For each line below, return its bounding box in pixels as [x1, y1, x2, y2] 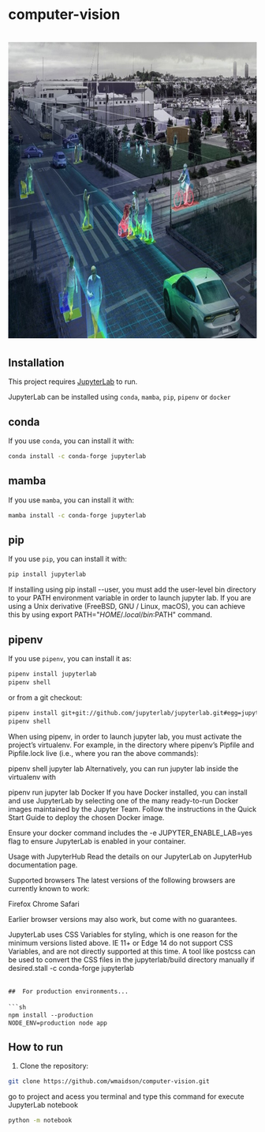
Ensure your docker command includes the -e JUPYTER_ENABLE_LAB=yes [8, 828, 253, 837]
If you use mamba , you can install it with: [8, 495, 134, 505]
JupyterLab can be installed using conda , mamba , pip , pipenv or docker [8, 393, 231, 402]
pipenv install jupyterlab [8, 670, 97, 679]
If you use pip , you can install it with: [8, 555, 128, 564]
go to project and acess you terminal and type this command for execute [8, 1092, 244, 1101]
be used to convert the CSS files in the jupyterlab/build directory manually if [8, 954, 255, 965]
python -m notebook [8, 1116, 73, 1125]
